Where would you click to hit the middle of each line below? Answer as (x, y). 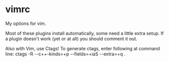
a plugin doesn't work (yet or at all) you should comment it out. (71, 39)
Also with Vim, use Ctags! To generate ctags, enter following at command (82, 48)
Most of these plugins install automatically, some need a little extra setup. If (85, 33)
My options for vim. (26, 23)
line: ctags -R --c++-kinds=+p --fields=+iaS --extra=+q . (66, 54)
